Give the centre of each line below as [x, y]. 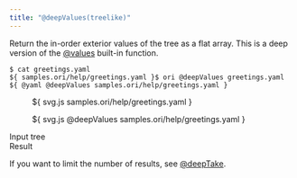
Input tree [28, 137]
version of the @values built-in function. [84, 53]
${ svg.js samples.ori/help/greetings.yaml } [112, 102]
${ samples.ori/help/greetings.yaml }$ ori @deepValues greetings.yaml [147, 77]
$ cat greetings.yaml [50, 69]
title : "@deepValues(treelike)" [70, 18]
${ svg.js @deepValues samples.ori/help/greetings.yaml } [139, 119]
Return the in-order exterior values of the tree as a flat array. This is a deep [149, 43]
